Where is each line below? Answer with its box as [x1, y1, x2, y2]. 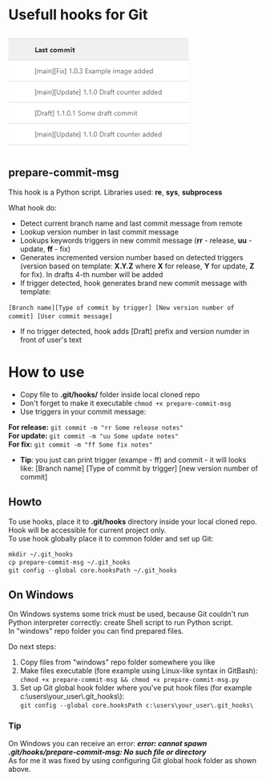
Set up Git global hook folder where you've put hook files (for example [19, 683, 252, 692]
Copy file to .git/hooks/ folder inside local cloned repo [19, 390, 200, 399]
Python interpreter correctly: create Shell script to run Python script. [8, 618, 234, 627]
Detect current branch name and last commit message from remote [19, 218, 243, 228]
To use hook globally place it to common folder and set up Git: [8, 533, 214, 543]
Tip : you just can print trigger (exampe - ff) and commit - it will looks [19, 455, 247, 464]
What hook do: [8, 202, 58, 212]
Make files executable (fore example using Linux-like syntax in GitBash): [19, 666, 258, 676]
